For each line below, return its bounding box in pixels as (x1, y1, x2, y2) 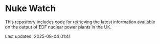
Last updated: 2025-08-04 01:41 (5, 33, 71, 39)
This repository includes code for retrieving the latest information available (5, 19, 156, 25)
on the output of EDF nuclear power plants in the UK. (5, 24, 112, 29)
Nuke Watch (5, 3, 56, 14)
